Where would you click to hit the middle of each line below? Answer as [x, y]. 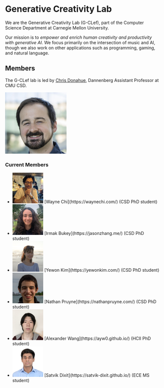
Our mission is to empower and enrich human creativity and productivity [79, 37]
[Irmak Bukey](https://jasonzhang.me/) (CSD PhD [94, 233]
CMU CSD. [16, 85]
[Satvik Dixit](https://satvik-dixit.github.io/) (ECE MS [97, 375]
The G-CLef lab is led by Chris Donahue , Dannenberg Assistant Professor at [82, 80]
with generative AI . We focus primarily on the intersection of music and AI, [80, 42]
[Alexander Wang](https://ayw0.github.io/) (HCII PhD [97, 338]
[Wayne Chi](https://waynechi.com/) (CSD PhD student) [101, 202]
